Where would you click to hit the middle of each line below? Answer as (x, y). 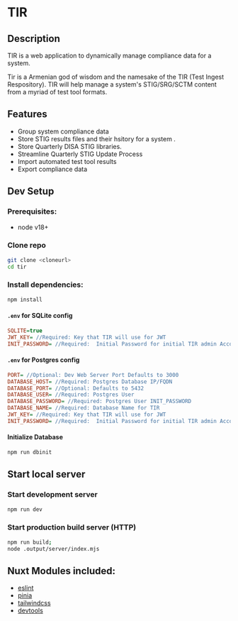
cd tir (17, 267)
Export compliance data (52, 169)
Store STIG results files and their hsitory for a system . (96, 138)
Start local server (46, 474)
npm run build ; (30, 542)
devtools (30, 610)
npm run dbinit (30, 452)
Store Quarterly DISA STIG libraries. (69, 146)
